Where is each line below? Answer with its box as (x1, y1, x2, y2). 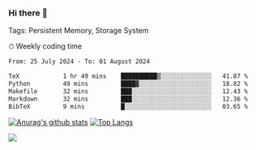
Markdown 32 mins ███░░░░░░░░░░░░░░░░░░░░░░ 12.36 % (8, 95, 249, 103)
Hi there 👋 (8, 7, 49, 19)
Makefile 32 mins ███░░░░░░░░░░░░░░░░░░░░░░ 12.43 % (8, 87, 249, 96)
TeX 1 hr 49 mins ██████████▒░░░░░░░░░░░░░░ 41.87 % (8, 72, 249, 80)
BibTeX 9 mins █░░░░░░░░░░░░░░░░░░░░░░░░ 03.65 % (8, 102, 249, 110)
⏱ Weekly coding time (8, 41, 83, 51)
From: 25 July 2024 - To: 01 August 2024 (8, 58, 151, 66)
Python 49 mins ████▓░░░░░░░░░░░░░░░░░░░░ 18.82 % (8, 80, 249, 88)
